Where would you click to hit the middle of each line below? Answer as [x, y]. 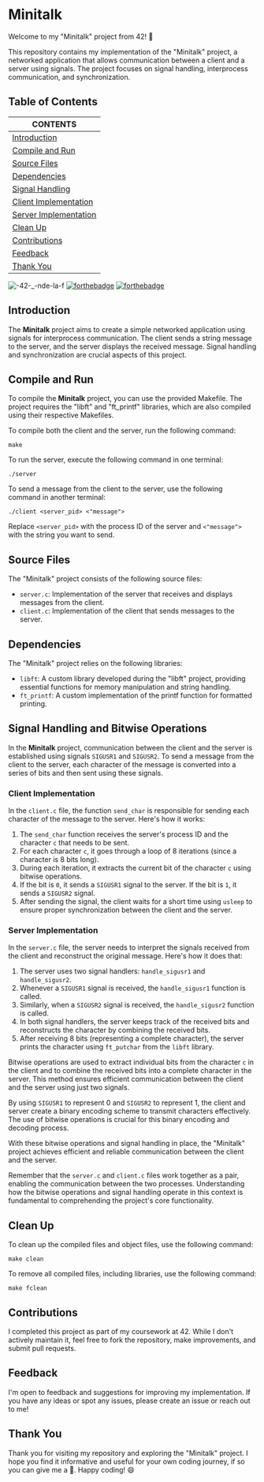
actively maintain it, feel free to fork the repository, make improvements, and [132, 1340]
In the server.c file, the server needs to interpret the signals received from [129, 947]
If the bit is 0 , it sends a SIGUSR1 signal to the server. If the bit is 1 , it [128, 885]
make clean [26, 1259]
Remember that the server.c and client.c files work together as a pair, [124, 1175]
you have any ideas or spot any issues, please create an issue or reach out [129, 1401]
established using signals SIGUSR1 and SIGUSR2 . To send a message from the [131, 756]
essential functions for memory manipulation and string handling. [125, 687]
